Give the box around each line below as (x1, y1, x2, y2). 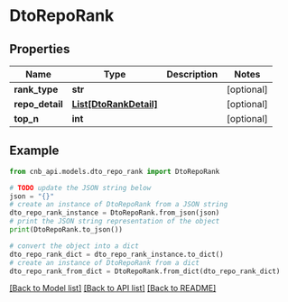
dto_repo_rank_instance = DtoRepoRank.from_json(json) (9, 208, 220, 217)
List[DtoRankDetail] (71, 98, 158, 110)
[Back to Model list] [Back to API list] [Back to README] (9, 283, 217, 294)
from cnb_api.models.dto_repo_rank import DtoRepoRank (9, 167, 220, 176)
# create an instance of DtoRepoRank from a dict (9, 258, 200, 267)
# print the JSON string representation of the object (9, 217, 220, 226)
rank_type (14, 83, 59, 96)
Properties (9, 41, 70, 57)
